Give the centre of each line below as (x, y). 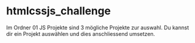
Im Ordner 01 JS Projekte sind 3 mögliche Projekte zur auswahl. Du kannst (98, 27)
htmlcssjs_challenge (59, 11)
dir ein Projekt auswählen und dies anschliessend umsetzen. (81, 33)
